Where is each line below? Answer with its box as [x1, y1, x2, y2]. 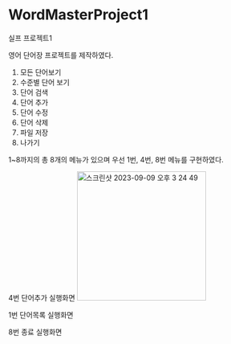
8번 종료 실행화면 [8, 327, 63, 337]
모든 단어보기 [19, 67, 62, 77]
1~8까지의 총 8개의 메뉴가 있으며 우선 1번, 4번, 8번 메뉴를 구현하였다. [8, 154, 225, 164]
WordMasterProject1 [8, 6, 148, 24]
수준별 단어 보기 [19, 77, 70, 87]
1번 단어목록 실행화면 [8, 309, 74, 319]
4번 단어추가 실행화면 [8, 293, 75, 302]
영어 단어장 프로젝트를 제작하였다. [8, 50, 114, 59]
